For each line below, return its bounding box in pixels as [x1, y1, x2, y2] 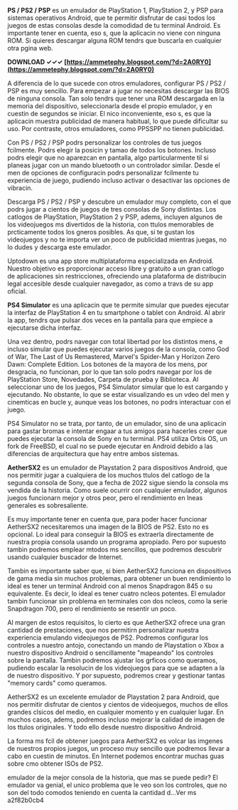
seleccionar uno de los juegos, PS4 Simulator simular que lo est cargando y [7, 383, 229, 391]
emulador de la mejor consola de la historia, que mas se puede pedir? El [7, 773, 218, 782]
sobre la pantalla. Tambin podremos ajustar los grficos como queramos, [7, 656, 218, 665]
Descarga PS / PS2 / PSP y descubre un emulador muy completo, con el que [7, 197, 232, 206]
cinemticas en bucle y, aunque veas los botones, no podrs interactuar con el [7, 398, 231, 406]
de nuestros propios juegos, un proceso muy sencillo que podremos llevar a [7, 744, 230, 752]
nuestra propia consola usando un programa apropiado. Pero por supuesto [7, 538, 227, 546]
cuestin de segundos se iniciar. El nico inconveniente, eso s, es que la [7, 110, 212, 118]
